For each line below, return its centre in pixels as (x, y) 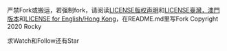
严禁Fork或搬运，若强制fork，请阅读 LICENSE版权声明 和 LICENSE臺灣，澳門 (113, 10)
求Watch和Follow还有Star (43, 41)
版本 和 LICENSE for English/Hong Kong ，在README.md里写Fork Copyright (113, 19)
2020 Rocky (24, 27)
